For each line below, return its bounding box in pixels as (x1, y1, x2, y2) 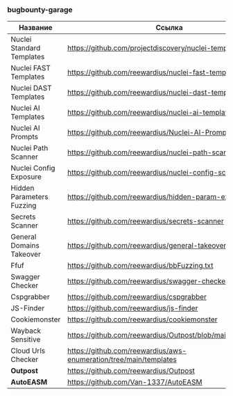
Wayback (10, 326, 42, 335)
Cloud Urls (10, 346, 46, 356)
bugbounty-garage (7, 5, 73, 15)
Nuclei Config (10, 164, 55, 173)
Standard (10, 43, 41, 53)
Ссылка (155, 23, 183, 33)
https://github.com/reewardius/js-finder (67, 303, 198, 313)
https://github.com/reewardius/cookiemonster (67, 315, 218, 324)
